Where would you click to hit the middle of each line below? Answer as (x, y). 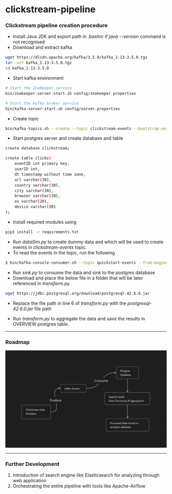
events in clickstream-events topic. (50, 247)
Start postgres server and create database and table (68, 138)
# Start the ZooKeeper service (39, 88)
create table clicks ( (28, 158)
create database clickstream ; (38, 148)
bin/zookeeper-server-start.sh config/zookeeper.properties (71, 93)
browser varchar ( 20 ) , (37, 196)
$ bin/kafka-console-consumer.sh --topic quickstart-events (71, 263)
